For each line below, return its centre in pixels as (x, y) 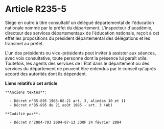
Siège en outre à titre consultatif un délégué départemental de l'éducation (80, 23)
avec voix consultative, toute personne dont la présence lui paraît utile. (76, 58)
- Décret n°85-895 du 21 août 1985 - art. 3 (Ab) (61, 105)
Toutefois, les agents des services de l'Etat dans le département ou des (77, 63)
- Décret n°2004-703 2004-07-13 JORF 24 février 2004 (65, 122)
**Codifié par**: (23, 114)
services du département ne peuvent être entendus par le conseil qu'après (81, 68)
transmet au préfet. (24, 43)
